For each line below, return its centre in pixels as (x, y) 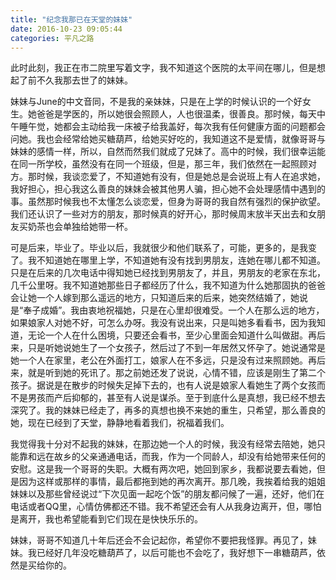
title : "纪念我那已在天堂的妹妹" (71, 19)
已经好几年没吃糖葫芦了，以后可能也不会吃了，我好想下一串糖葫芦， (176, 553)
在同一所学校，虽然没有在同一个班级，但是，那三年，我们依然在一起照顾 (159, 164)
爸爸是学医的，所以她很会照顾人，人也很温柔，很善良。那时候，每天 (176, 114)
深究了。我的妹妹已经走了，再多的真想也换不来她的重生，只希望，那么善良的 (168, 410)
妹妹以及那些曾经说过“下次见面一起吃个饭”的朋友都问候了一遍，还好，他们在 (167, 494)
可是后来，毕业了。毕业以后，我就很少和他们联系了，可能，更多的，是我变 (163, 248)
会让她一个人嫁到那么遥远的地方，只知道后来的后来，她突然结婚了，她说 (159, 298)
